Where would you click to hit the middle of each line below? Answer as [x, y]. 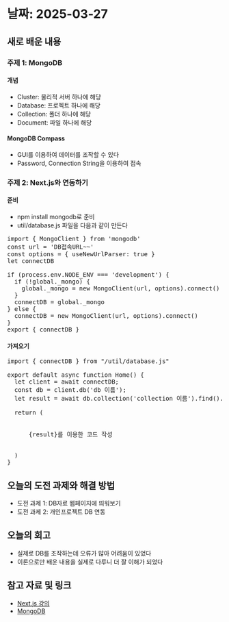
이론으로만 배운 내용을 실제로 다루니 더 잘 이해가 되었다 [90, 562]
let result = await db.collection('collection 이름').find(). [119, 399]
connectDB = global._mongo [59, 302]
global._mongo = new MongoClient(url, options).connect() [121, 289]
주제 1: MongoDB [35, 62]
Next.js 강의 [33, 603]
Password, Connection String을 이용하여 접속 [79, 163]
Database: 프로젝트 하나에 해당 [59, 105]
